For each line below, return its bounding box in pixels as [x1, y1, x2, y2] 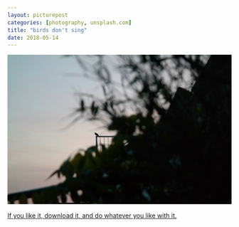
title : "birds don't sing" [7, 26, 87, 33]
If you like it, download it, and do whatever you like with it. [7, 211, 177, 220]
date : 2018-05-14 [7, 34, 59, 41]
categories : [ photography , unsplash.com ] [7, 19, 132, 26]
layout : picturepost [7, 11, 69, 19]
